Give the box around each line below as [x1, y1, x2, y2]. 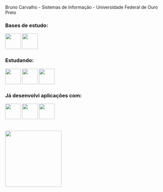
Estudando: [5, 57, 34, 64]
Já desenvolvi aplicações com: [5, 92, 82, 99]
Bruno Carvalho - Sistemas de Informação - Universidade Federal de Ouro [5, 4, 158, 10]
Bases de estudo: [5, 22, 48, 29]
